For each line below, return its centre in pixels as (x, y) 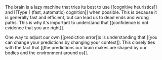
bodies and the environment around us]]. (47, 53)
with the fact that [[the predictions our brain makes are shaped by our (76, 48)
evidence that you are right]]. (35, 28)
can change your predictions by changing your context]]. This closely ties (80, 42)
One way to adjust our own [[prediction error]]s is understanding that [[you (81, 37)
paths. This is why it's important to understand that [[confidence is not (77, 22)
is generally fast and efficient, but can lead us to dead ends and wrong (77, 17)
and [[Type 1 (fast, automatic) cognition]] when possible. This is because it (81, 12)
